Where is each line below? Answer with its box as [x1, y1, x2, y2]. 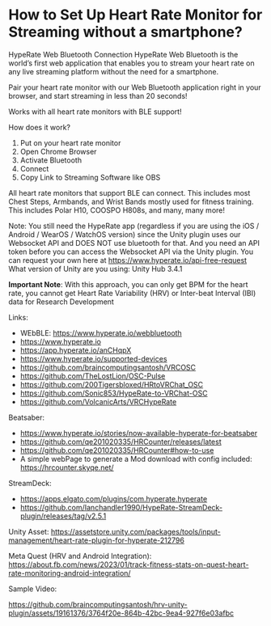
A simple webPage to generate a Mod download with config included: [19, 454, 252, 463]
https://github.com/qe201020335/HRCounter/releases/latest [19, 437, 222, 446]
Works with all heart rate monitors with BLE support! [8, 107, 182, 116]
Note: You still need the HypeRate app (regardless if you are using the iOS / [8, 221, 260, 231]
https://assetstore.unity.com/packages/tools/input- [50, 527, 221, 536]
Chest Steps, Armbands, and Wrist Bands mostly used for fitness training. [8, 197, 254, 206]
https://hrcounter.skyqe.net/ [19, 463, 115, 472]
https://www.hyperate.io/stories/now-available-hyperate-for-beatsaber [19, 428, 258, 438]
